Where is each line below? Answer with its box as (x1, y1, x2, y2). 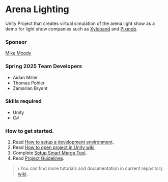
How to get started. (5, 127, 54, 134)
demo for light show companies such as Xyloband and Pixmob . (5, 25, 138, 32)
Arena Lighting (5, 4, 70, 15)
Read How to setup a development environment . (12, 139, 115, 145)
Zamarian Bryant (12, 85, 48, 91)
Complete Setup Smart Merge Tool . (12, 150, 87, 156)
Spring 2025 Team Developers (5, 63, 82, 70)
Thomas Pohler (12, 80, 45, 86)
